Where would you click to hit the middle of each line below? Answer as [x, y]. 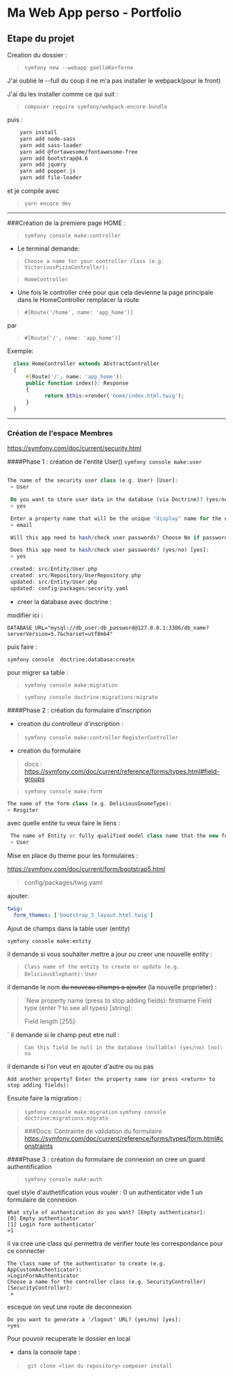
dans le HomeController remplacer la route [78, 300]
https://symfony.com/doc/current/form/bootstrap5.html [86, 869]
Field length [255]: [51, 1021]
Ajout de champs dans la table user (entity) [69, 928]
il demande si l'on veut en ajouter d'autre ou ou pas [80, 1066]
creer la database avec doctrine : [64, 601]
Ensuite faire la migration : [44, 1098]
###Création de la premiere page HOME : [67, 223]
